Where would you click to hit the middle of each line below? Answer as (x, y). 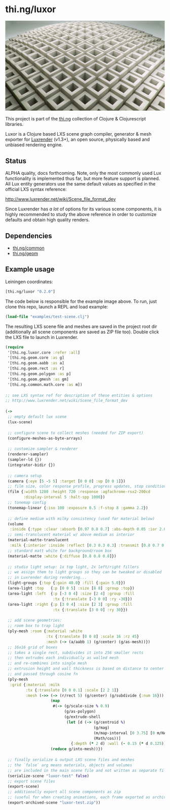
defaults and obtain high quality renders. (48, 220)
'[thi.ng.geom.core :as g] (36, 358)
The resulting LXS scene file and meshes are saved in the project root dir (81, 326)
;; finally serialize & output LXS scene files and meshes (71, 760)
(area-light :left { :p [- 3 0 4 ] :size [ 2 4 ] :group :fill (71, 594)
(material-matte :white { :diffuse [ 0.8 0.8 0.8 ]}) (62, 556)
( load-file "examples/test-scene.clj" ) (47, 317)
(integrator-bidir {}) (31, 465)
